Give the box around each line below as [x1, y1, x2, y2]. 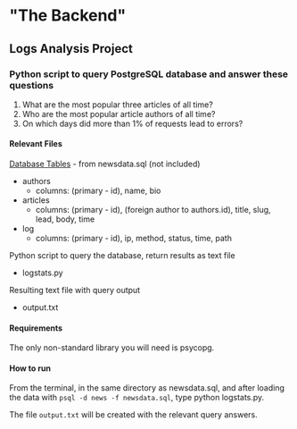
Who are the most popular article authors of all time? [21, 108, 216, 119]
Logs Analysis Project [9, 41, 134, 56]
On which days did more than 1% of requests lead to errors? [21, 118, 243, 129]
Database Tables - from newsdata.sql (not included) [9, 158, 201, 170]
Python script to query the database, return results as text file [9, 250, 235, 261]
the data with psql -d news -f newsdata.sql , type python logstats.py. [9, 392, 265, 403]
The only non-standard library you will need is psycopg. [9, 342, 215, 353]
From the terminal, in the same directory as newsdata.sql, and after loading [9, 383, 285, 393]
